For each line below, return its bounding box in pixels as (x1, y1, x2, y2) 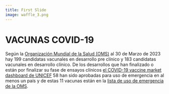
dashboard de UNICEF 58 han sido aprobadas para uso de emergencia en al (5, 72, 164, 79)
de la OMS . (5, 83, 29, 89)
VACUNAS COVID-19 (5, 34, 94, 46)
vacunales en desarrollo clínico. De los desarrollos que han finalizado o (5, 61, 154, 68)
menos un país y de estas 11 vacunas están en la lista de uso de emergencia (5, 78, 164, 84)
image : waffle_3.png (5, 12, 49, 17)
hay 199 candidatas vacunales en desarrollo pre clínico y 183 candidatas (5, 56, 156, 62)
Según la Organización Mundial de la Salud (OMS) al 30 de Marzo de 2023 (5, 51, 161, 57)
